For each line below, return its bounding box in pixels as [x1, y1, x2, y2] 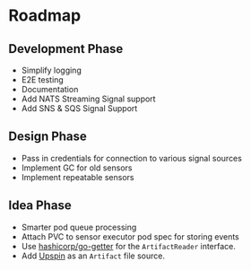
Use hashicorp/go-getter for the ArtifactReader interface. [21, 240, 237, 251]
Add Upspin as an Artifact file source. [21, 250, 165, 261]
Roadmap [8, 5, 82, 26]
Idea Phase [8, 198, 73, 213]
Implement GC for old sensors [21, 162, 133, 173]
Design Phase [8, 129, 87, 144]
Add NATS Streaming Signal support [21, 93, 156, 104]
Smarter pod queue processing [21, 222, 137, 232]
